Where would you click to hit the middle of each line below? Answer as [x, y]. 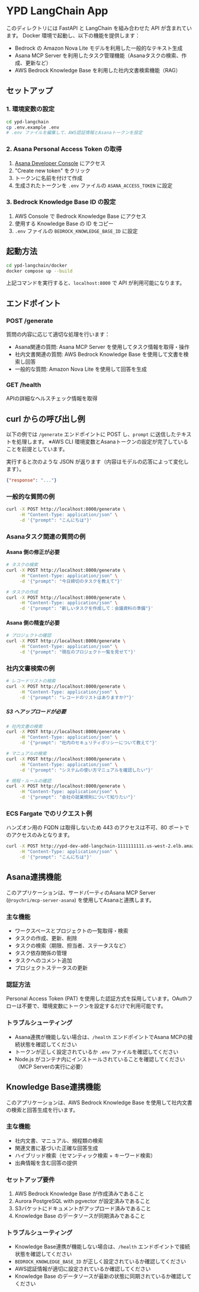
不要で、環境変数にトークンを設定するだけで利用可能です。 [94, 1006]
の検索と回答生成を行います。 [42, 1110]
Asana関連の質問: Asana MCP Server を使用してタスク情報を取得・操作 [102, 347]
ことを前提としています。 [37, 449]
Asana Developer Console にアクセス [60, 163]
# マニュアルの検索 [27, 754]
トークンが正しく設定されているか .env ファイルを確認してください [97, 1051]
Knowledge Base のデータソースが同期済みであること [80, 1216]
